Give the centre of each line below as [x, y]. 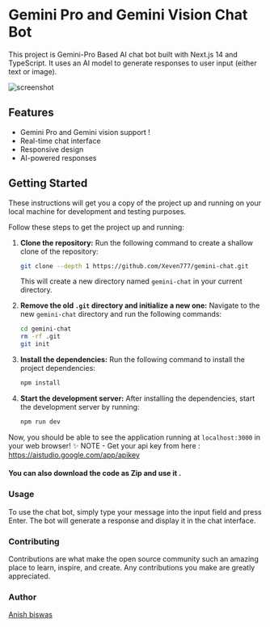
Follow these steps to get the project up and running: [96, 227]
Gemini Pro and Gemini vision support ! [85, 132]
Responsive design [52, 149]
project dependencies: [57, 368]
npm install [40, 383]
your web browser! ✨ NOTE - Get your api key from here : [104, 445]
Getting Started [48, 183]
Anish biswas [30, 615]
